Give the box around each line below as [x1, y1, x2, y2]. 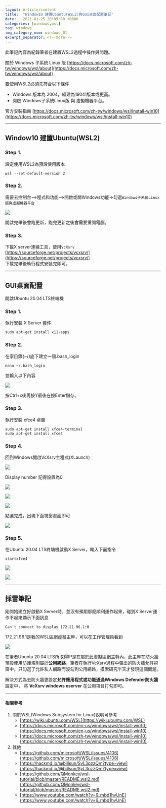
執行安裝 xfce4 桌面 [5, 417, 45, 423]
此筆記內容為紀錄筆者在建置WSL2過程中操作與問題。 [5, 49, 113, 55]
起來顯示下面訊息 [13, 615, 48, 621]
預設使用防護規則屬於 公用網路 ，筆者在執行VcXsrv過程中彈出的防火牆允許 [5, 660, 154, 666]
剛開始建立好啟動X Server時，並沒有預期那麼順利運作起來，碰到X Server [5, 609, 153, 615]
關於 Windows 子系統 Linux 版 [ [5, 60, 69, 65]
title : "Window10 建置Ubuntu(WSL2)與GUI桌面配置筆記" [5, 12, 114, 17]
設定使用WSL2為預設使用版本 [5, 161, 65, 167]
